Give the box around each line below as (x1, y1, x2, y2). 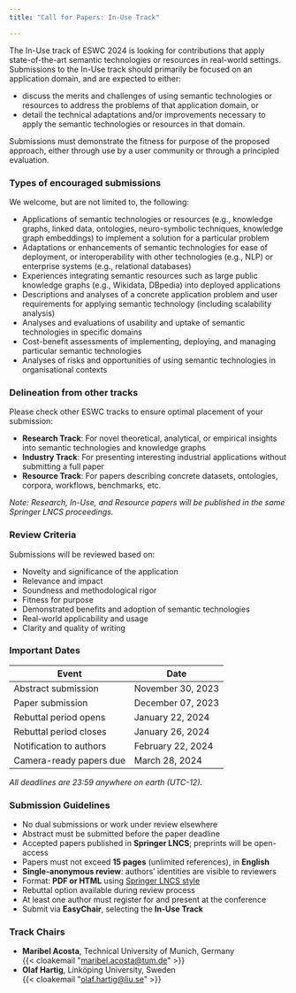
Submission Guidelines (9, 798, 110, 811)
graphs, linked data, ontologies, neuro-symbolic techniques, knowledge (21, 223, 284, 234)
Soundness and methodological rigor (21, 585, 157, 596)
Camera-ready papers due (13, 754, 126, 766)
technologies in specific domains (21, 327, 143, 337)
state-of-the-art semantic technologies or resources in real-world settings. (9, 54, 281, 65)
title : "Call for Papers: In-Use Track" (9, 12, 161, 22)
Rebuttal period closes (13, 725, 108, 737)
